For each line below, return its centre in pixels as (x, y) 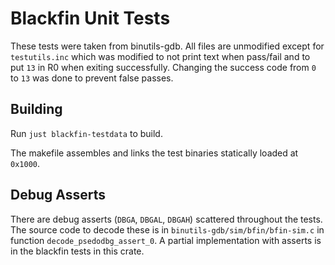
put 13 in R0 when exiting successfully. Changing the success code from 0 (163, 67)
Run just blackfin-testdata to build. (86, 133)
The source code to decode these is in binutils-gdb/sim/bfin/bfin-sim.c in (167, 229)
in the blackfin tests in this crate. (77, 251)
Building (36, 109)
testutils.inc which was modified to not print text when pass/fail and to (160, 56)
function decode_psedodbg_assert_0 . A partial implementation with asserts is (166, 240)
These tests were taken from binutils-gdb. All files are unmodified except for (167, 46)
